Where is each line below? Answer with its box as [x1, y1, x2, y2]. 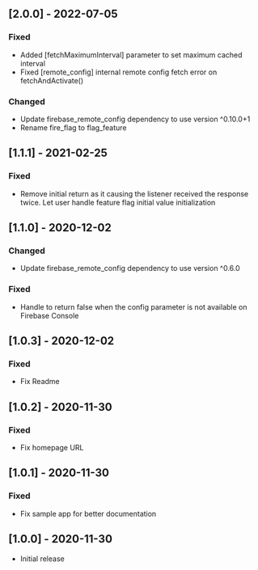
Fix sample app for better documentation [19, 509, 157, 518]
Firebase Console [19, 310, 79, 320]
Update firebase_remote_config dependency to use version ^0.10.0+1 [19, 114, 251, 124]
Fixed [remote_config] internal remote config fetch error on [19, 67, 218, 77]
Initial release [19, 554, 65, 564]
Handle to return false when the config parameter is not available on [19, 302, 247, 311]
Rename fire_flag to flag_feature [19, 122, 127, 133]
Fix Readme [19, 377, 60, 386]
